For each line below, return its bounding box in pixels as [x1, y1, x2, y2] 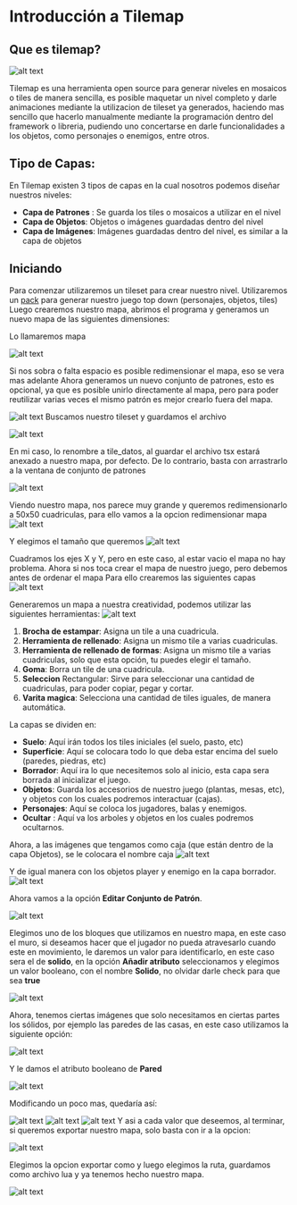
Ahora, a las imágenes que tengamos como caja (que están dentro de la [9, 838, 274, 850]
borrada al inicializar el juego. [21, 774, 131, 785]
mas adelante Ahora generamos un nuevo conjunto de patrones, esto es [9, 375, 275, 385]
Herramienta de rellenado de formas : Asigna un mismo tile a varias [21, 645, 272, 655]
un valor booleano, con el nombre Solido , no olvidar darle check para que [9, 965, 281, 976]
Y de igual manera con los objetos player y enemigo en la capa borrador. [9, 865, 276, 877]
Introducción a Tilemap [9, 6, 185, 27]
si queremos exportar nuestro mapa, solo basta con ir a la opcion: [9, 1125, 252, 1135]
